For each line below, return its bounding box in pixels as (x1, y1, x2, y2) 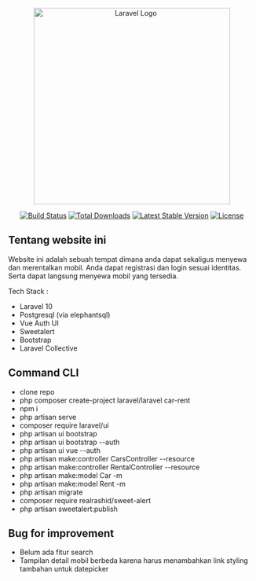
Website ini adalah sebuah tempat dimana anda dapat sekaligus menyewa (8, 254, 247, 263)
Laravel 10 (19, 301, 53, 311)
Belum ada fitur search (19, 547, 93, 557)
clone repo (19, 387, 55, 396)
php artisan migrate (19, 487, 83, 497)
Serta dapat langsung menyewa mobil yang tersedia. (8, 271, 179, 281)
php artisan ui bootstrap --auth (19, 437, 120, 447)
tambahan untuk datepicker (19, 564, 109, 574)
